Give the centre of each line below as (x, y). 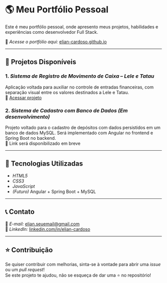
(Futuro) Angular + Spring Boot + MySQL (54, 191)
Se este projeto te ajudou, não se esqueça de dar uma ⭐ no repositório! (78, 275)
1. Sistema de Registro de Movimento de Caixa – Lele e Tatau (80, 76)
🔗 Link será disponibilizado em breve (43, 143)
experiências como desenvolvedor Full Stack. (52, 32)
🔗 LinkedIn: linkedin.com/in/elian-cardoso (48, 229)
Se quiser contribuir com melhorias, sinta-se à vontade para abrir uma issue (83, 265)
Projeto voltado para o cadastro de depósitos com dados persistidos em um (83, 127)
